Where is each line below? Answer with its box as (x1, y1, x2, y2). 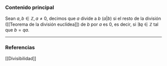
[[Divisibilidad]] (5, 55, 36, 61)
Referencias (5, 44, 35, 51)
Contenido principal (5, 4, 54, 11)
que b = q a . (5, 27, 30, 33)
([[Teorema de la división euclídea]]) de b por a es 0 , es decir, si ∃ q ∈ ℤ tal (5, 21, 159, 27)
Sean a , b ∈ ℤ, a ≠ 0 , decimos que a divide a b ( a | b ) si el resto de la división (5, 15, 162, 21)
